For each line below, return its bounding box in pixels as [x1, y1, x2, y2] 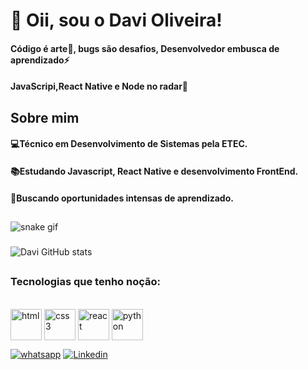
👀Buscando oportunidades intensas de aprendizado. [10, 192, 234, 204]
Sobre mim [10, 109, 80, 126]
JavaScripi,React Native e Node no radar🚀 [10, 80, 189, 93]
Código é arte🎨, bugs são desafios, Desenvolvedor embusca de [10, 42, 280, 54]
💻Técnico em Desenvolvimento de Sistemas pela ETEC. [10, 138, 248, 150]
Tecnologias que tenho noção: [10, 275, 161, 289]
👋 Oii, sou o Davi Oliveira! [10, 9, 223, 32]
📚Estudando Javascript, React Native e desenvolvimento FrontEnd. [10, 165, 299, 177]
